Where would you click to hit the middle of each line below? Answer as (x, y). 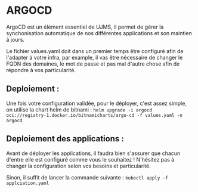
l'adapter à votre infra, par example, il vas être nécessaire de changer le (95, 57)
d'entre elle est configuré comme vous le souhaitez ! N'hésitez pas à (90, 159)
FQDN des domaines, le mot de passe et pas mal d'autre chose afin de (93, 64)
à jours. (16, 39)
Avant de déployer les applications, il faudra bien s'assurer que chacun (93, 153)
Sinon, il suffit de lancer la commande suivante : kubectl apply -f (87, 177)
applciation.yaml (28, 183)
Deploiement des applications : (65, 139)
